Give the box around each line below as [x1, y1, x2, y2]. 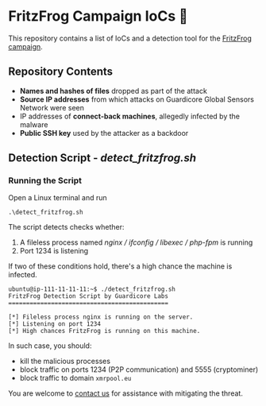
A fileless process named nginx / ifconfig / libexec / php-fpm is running [19, 238, 253, 247]
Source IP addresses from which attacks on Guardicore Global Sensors [19, 95, 254, 104]
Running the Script [8, 175, 82, 186]
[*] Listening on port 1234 [8, 320, 102, 328]
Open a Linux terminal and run [8, 193, 107, 203]
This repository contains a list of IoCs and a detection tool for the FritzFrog [8, 33, 253, 43]
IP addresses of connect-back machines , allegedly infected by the [19, 111, 241, 121]
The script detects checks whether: [8, 222, 125, 232]
